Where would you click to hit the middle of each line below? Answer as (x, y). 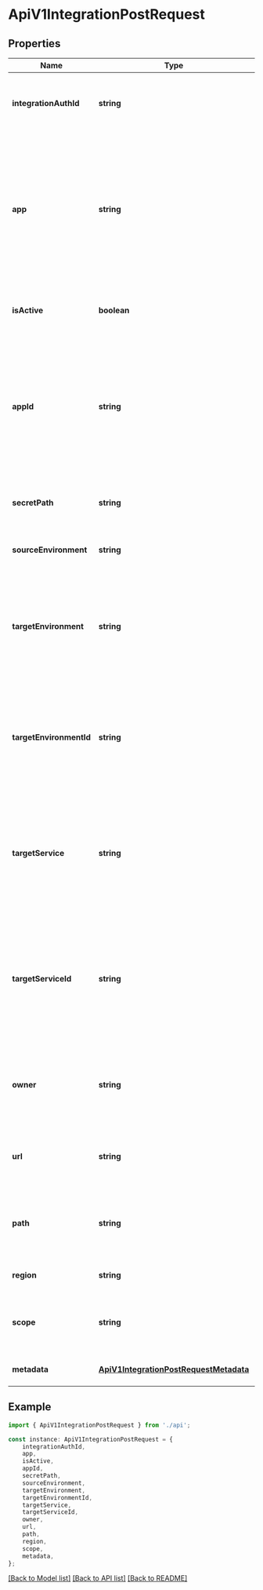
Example (30, 1407)
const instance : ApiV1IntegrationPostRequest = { (91, 1439)
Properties (34, 44)
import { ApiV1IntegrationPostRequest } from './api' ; (99, 1425)
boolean (114, 310)
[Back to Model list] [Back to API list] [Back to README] (98, 1578)
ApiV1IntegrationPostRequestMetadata (174, 1369)
